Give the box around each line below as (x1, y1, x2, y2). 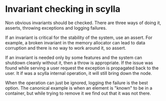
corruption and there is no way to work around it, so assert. (5, 45, 126, 51)
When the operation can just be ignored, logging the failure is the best (5, 80, 148, 86)
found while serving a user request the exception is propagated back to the (5, 65, 159, 71)
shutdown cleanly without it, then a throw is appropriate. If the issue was (5, 60, 154, 66)
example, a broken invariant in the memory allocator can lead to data (5, 39, 145, 45)
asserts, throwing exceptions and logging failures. (5, 25, 107, 31)
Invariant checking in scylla (5, 3, 120, 15)
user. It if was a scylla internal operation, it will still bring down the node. (5, 70, 152, 76)
